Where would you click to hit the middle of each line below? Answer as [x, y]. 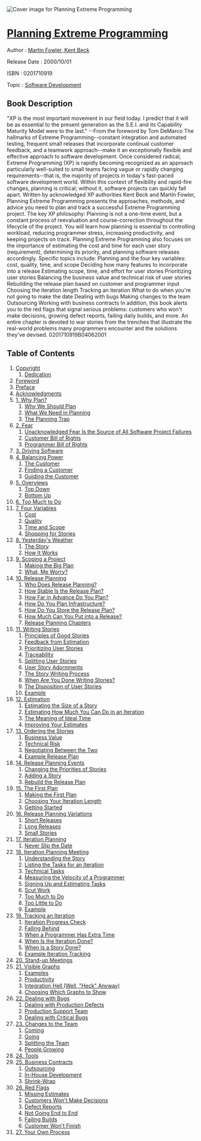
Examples [36, 973]
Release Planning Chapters [58, 623]
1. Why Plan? [31, 400]
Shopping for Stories [50, 533]
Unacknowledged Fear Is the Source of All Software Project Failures [108, 431]
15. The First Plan [37, 788]
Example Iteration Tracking [57, 953]
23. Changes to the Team [47, 1024]
